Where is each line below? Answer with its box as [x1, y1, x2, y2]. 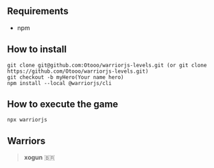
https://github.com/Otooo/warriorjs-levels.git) [7, 68, 149, 75]
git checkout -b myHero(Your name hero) [7, 73, 125, 81]
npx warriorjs [7, 117, 48, 123]
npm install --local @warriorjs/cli [7, 80, 112, 86]
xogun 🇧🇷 [23, 154, 56, 162]
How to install [7, 44, 67, 56]
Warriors [7, 135, 46, 147]
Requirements [7, 5, 69, 17]
